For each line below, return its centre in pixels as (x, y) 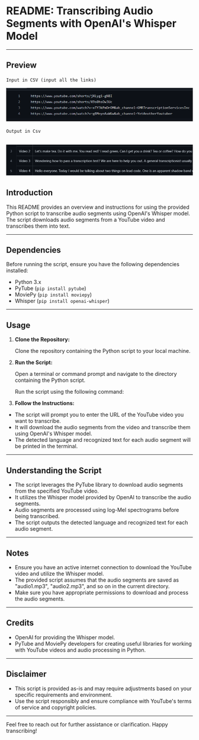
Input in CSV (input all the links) (51, 80)
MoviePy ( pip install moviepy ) (53, 295)
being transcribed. (37, 516)
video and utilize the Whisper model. (59, 573)
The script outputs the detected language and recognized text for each (101, 522)
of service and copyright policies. (55, 707)
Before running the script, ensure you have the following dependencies (93, 264)
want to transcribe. (38, 421)
